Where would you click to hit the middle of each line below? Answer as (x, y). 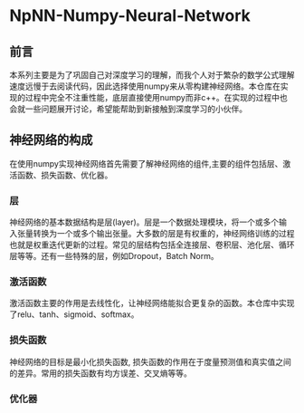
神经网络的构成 (51, 140)
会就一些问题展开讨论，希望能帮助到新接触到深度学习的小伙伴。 (128, 109)
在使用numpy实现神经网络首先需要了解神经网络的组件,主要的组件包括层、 (146, 163)
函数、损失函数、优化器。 (65, 175)
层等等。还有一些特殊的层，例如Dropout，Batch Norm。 (114, 256)
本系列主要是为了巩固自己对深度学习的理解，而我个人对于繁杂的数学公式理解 (152, 75)
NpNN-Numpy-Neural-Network (130, 16)
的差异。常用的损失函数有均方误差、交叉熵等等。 (100, 373)
